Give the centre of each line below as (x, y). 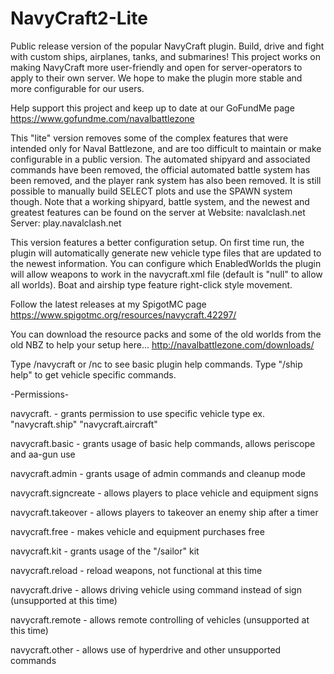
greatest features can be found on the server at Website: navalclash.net (158, 212)
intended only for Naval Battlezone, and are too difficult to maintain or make (166, 148)
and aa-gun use (43, 454)
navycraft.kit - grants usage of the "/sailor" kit (105, 551)
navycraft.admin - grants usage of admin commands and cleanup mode (158, 473)
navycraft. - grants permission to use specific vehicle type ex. (137, 413)
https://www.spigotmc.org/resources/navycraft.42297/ (123, 314)
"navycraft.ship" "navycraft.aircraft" (84, 424)
